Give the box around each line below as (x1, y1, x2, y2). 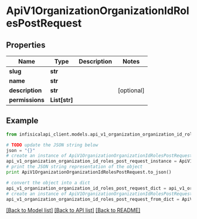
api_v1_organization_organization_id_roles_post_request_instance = (6, 159, 177, 164)
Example (6, 116, 39, 126)
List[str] (50, 96, 73, 104)
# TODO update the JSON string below (6, 142, 98, 148)
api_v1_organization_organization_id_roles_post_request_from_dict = (6, 196, 180, 202)
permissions (9, 96, 45, 104)
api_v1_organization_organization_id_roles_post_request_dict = (6, 185, 167, 191)
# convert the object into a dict (6, 180, 91, 186)
